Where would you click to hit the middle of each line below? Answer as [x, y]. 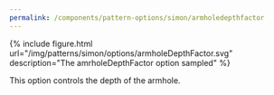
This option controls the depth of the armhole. [95, 80]
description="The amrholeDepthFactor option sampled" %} [120, 62]
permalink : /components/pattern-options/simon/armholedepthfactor [137, 18]
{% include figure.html [51, 43]
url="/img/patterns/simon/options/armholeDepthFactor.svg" [121, 53]
